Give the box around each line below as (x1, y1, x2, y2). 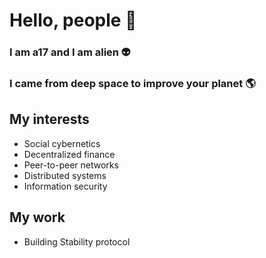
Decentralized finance (23, 148, 116, 160)
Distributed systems (23, 169, 107, 181)
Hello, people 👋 (9, 9, 137, 32)
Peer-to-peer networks (23, 159, 119, 171)
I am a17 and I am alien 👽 (9, 45, 131, 59)
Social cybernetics (23, 137, 101, 149)
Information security (23, 180, 108, 192)
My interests (9, 111, 90, 128)
